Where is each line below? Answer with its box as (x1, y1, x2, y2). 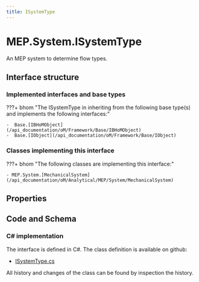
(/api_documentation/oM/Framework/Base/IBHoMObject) (6, 127, 142, 133)
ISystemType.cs (14, 257, 55, 265)
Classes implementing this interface (6, 146, 115, 155)
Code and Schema (6, 214, 77, 224)
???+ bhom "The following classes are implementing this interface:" (6, 160, 174, 168)
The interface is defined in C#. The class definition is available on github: (6, 245, 188, 253)
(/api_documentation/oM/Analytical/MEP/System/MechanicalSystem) (6, 177, 174, 183)
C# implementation (6, 232, 64, 240)
